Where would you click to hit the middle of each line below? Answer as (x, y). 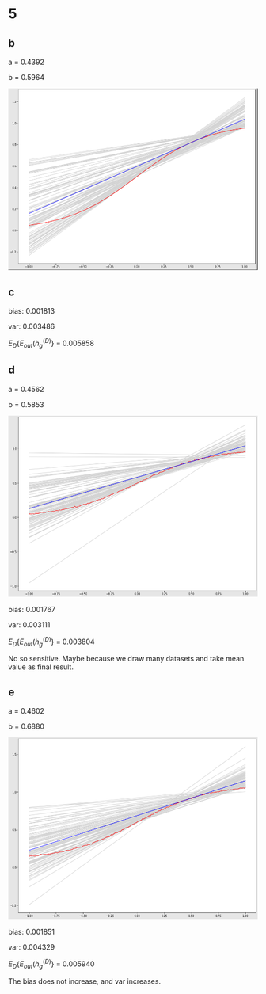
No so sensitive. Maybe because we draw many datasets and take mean (126, 659)
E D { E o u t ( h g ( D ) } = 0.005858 (51, 343)
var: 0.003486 (32, 326)
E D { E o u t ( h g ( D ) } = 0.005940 (51, 964)
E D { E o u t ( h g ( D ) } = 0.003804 (51, 642)
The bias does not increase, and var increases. (84, 981)
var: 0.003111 (29, 625)
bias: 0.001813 (32, 311)
